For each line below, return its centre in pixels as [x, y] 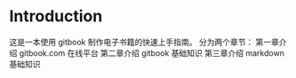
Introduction [56, 16]
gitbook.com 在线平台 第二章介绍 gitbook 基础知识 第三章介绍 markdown [152, 53]
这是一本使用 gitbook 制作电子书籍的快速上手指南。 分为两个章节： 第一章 [144, 42]
